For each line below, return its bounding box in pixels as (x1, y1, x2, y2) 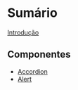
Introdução (7, 28, 39, 37)
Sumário (7, 5, 58, 21)
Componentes (7, 49, 72, 60)
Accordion (17, 67, 48, 75)
